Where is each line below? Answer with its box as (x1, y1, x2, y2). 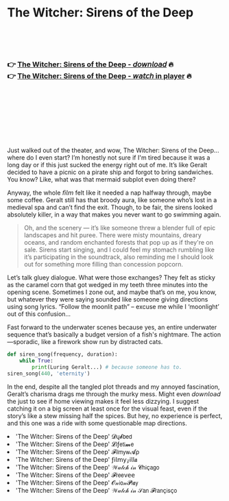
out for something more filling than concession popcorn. (23, 260, 184, 269)
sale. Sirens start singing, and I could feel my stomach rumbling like (23, 245, 215, 254)
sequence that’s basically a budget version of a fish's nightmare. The (7, 330, 202, 339)
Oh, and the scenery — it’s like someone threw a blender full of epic (23, 224, 216, 232)
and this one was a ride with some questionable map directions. (7, 419, 187, 427)
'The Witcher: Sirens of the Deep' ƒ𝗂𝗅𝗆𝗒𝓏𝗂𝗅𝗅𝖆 (16, 455, 138, 463)
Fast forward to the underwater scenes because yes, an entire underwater (7, 323, 217, 332)
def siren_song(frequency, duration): (7, 351, 118, 358)
